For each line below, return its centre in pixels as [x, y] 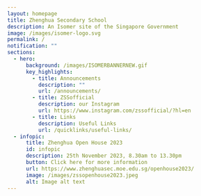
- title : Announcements [66, 78]
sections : [22, 53]
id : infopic [43, 149]
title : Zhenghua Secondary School [57, 20]
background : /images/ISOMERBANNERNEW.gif [87, 65]
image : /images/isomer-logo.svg [54, 33]
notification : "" [32, 46]
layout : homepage [32, 14]
